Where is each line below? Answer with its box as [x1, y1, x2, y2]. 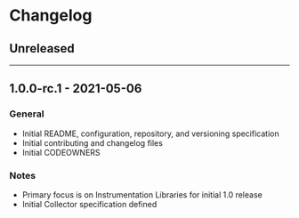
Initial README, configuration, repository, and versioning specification [21, 128, 279, 139]
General [9, 108, 44, 120]
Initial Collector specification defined [21, 198, 158, 209]
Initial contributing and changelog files [21, 137, 163, 148]
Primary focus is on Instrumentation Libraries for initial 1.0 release [21, 189, 263, 200]
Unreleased [9, 41, 76, 56]
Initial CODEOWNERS [21, 147, 101, 157]
